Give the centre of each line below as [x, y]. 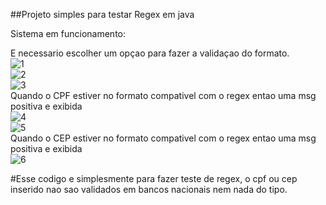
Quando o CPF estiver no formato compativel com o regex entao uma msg [163, 95]
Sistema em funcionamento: [68, 33]
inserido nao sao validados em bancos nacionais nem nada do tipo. [149, 189]
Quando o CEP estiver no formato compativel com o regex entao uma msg [163, 138]
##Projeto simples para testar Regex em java [102, 14]
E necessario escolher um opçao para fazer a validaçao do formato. [150, 53]
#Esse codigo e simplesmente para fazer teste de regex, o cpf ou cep [154, 178]
